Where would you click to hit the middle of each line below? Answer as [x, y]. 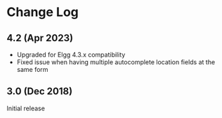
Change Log [43, 12]
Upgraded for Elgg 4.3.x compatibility [71, 54]
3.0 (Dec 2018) [40, 91]
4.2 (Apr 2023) [40, 38]
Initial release [26, 108]
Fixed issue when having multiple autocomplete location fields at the [116, 62]
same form [32, 69]
